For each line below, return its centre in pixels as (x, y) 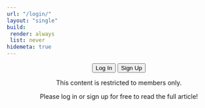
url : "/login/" (29, 14)
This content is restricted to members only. (119, 83)
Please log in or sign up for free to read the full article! (119, 96)
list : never (27, 40)
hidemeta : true (29, 47)
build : (16, 27)
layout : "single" (32, 21)
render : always (32, 34)
